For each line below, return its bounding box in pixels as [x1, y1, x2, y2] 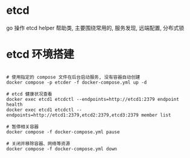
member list [141, 112, 171, 118]
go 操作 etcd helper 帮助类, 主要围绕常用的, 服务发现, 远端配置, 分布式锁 [6, 24, 185, 31]
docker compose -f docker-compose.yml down [6, 145, 118, 152]
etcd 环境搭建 [6, 47, 74, 61]
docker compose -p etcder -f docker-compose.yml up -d [6, 79, 147, 85]
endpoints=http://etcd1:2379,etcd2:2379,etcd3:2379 [6, 112, 139, 118]
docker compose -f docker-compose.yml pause [6, 129, 120, 135]
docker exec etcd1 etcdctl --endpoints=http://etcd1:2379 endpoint [6, 96, 180, 102]
